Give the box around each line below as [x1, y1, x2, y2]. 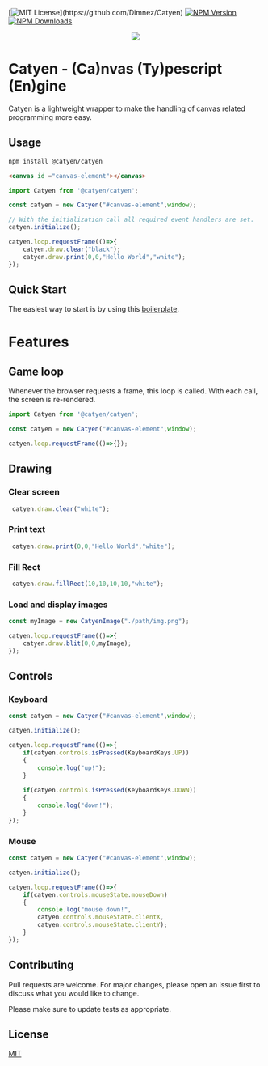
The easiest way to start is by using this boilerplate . [8, 304, 180, 314]
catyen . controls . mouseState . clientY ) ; [37, 921, 168, 929]
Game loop [8, 364, 65, 378]
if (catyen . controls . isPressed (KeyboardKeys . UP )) [23, 749, 190, 757]
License [8, 1027, 49, 1041]
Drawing [8, 462, 52, 476]
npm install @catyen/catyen [8, 157, 103, 165]
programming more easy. [8, 112, 93, 121]
